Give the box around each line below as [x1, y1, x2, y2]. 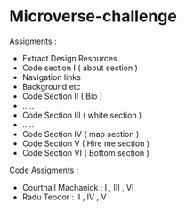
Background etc [21, 81, 81, 92]
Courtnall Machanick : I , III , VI [21, 182, 134, 192]
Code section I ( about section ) [21, 62, 138, 73]
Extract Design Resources [21, 53, 117, 63]
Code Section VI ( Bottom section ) [21, 147, 150, 158]
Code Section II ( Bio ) [21, 91, 103, 101]
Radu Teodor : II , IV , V [21, 191, 107, 202]
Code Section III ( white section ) [21, 110, 142, 120]
